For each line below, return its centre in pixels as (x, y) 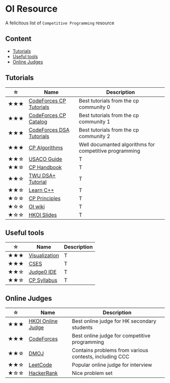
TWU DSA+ (42, 176)
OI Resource (31, 9)
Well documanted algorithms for (117, 144)
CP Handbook (45, 167)
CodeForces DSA (49, 130)
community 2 (94, 136)
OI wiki (37, 206)
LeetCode (40, 365)
